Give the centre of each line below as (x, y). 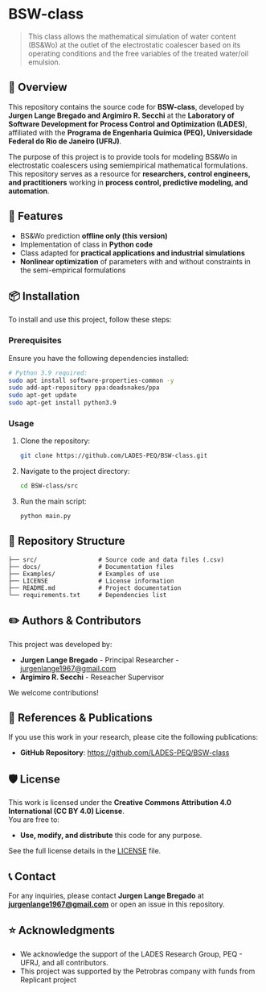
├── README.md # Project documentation (95, 588)
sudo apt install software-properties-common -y (91, 380)
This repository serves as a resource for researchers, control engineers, (129, 173)
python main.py (45, 517)
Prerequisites (35, 341)
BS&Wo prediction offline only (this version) (94, 235)
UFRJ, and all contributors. (64, 962)
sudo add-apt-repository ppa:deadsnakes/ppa (84, 388)
